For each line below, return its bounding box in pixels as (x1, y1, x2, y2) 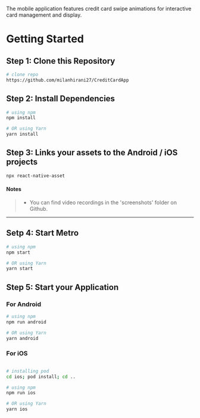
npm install (6, 115, 36, 121)
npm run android (6, 319, 46, 325)
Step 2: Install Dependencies (6, 93, 115, 104)
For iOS (6, 350, 28, 358)
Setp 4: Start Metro (6, 228, 79, 238)
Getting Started (6, 32, 85, 46)
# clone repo (6, 71, 39, 77)
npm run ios (6, 390, 36, 396)
